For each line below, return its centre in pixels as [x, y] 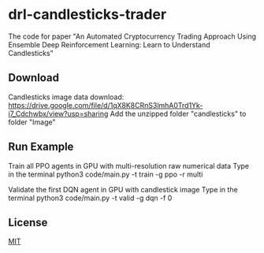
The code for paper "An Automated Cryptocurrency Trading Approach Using [132, 36]
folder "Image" [32, 122]
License [28, 222]
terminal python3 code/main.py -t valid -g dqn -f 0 [90, 198]
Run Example [41, 147]
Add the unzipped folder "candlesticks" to [178, 113]
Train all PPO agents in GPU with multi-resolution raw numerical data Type [129, 166]
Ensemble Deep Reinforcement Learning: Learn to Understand [109, 44]
